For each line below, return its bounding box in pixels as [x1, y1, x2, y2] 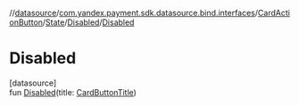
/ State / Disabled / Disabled [42, 17, 135, 28]
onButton [9, 17, 43, 28]
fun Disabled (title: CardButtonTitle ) [9, 86, 137, 97]
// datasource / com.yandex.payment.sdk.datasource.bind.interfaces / [9, 8, 259, 18]
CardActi [257, 8, 290, 18]
